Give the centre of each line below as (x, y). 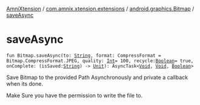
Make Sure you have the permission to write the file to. (75, 95)
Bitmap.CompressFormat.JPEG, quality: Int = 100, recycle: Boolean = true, (100, 61)
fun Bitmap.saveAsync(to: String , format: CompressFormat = (84, 56)
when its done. (25, 83)
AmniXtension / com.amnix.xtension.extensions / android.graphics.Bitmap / (100, 9)
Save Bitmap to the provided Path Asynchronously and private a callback (97, 77)
